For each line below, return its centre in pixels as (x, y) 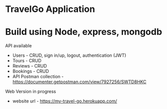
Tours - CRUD (27, 61)
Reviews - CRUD (30, 66)
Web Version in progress (31, 92)
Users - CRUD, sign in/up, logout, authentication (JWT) (69, 55)
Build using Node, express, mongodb (84, 32)
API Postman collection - (38, 77)
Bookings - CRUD (31, 71)
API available (19, 46)
